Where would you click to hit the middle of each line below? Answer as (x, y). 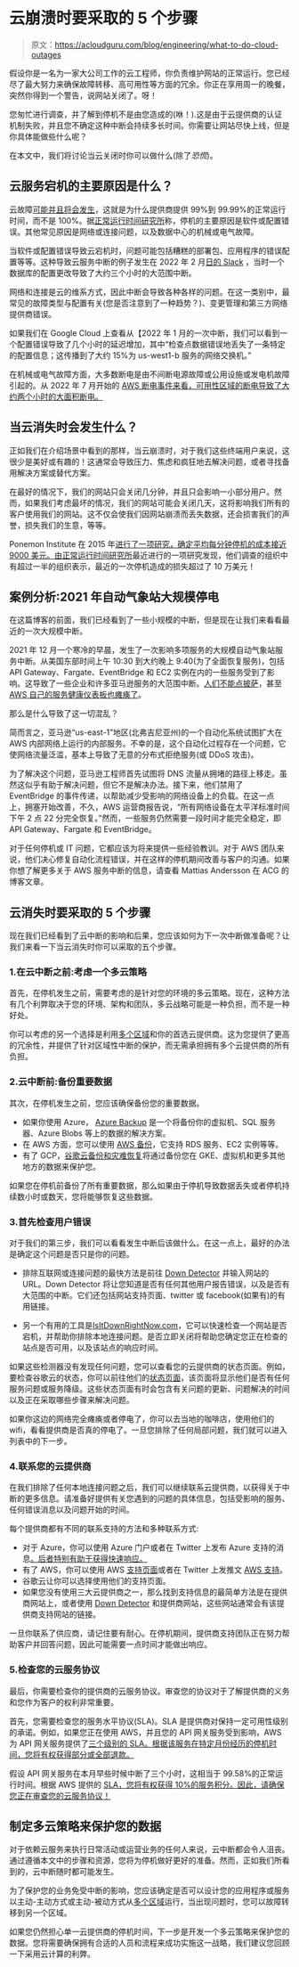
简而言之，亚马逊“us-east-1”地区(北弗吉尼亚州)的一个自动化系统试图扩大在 (146, 732)
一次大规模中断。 (56, 631)
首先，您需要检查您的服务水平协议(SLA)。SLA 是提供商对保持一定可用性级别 (149, 1721)
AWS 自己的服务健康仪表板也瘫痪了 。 (78, 695)
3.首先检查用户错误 (50, 1221)
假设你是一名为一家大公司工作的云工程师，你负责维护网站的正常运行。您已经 (149, 73)
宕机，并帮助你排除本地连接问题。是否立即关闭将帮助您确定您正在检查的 (154, 1336)
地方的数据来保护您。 (61, 1166)
